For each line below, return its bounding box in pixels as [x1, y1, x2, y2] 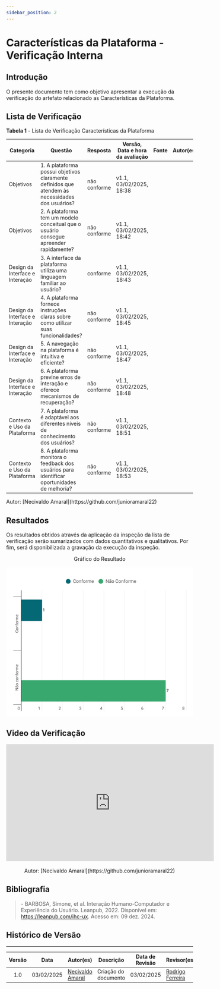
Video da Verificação [6, 728, 86, 738]
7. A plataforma [40, 407, 78, 415]
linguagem [40, 273, 66, 280]
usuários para [40, 466, 74, 473]
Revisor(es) [165, 956, 196, 963]
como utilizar [40, 319, 72, 326]
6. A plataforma [40, 368, 78, 375]
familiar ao [40, 280, 66, 287]
